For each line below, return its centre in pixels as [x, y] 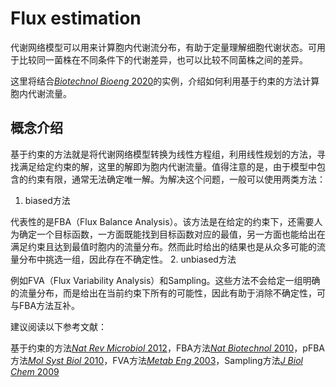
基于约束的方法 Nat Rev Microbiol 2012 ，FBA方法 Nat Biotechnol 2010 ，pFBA [167, 348]
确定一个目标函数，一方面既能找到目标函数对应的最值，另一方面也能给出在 [172, 234]
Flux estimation [76, 18]
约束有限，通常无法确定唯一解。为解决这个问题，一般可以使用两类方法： [176, 179]
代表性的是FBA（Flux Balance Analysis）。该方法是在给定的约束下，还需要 [162, 221]
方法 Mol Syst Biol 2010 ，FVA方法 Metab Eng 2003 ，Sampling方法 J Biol [156, 360]
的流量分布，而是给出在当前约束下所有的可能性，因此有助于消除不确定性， [163, 293]
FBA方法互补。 [49, 305]
